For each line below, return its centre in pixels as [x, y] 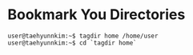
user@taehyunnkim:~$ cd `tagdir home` [72, 43]
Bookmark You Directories [96, 15]
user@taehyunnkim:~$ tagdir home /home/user [83, 36]
